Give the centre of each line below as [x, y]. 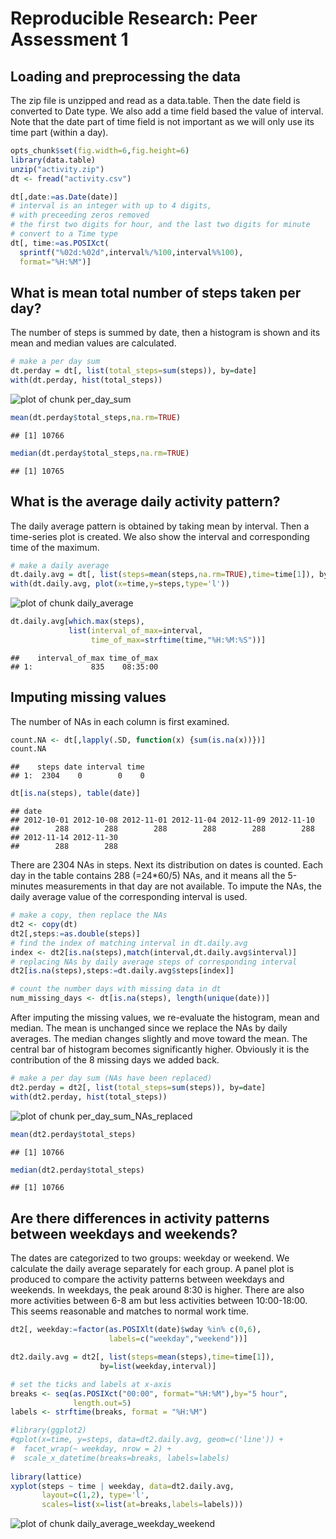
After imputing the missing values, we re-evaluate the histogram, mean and [165, 1018]
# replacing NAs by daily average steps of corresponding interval [154, 962]
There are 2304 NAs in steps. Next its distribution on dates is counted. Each [167, 865]
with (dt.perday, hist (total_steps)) [86, 380]
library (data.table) [53, 160]
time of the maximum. [55, 547]
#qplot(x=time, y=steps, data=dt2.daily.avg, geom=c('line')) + [147, 1440]
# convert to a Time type [64, 234]
